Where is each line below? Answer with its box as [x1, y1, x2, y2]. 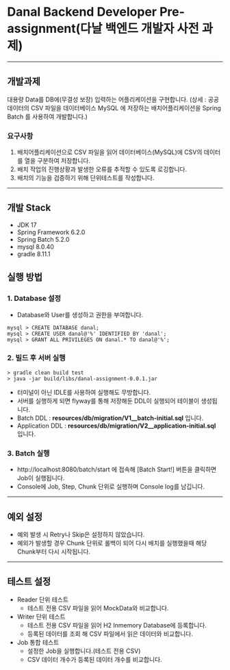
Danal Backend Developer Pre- [7, 4, 185, 20]
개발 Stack [7, 202, 51, 214]
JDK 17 [16, 221, 37, 229]
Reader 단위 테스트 [16, 595, 69, 604]
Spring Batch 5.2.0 [16, 235, 70, 243]
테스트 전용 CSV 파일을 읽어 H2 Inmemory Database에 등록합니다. [27, 621, 207, 629]
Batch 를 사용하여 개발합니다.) [7, 112, 88, 121]
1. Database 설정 [7, 294, 62, 303]
